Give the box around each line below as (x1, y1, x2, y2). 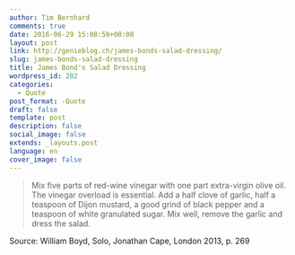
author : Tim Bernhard (9, 13, 91, 22)
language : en (9, 146, 58, 155)
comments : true (9, 22, 66, 31)
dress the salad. (30, 217, 91, 229)
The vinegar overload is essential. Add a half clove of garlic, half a (30, 189, 276, 200)
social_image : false (9, 130, 87, 139)
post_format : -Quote (9, 96, 87, 106)
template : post (9, 113, 66, 122)
